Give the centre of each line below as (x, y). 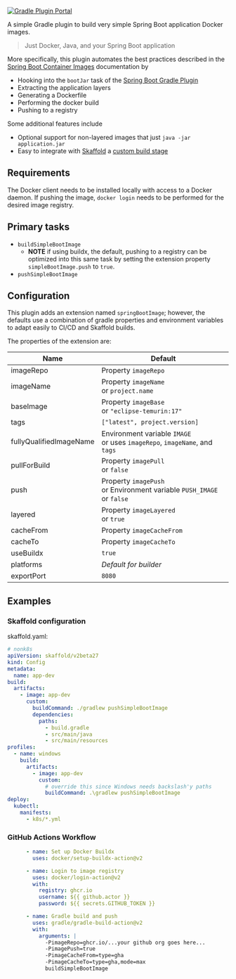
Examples (29, 601)
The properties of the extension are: (59, 342)
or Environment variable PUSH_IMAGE (160, 490)
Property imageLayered (138, 510)
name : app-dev (34, 675)
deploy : (19, 800)
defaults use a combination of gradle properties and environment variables (115, 320)
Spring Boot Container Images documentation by (78, 66)
